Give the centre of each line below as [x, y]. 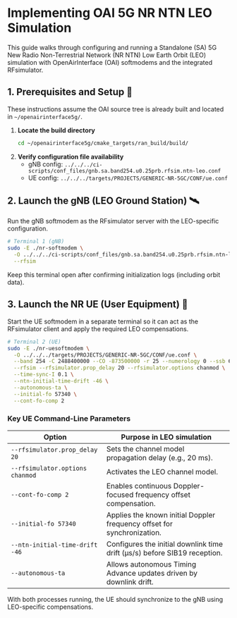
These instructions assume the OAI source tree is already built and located [116, 109]
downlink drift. [130, 581]
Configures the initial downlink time [165, 544]
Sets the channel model [145, 449]
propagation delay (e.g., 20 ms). [159, 457]
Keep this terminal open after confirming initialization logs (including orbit [114, 274]
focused [120, 495]
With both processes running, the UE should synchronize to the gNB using [115, 599]
